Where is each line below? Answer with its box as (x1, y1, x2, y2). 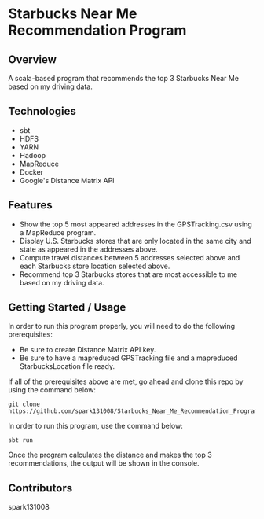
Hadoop (19, 150, 46, 160)
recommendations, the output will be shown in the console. (8, 458, 200, 468)
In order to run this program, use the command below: (8, 421, 183, 431)
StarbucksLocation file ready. (19, 362, 115, 371)
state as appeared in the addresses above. (19, 245, 158, 254)
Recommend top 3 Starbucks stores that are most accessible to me (19, 269, 238, 279)
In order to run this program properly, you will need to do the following (8, 322, 236, 331)
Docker (19, 167, 44, 177)
